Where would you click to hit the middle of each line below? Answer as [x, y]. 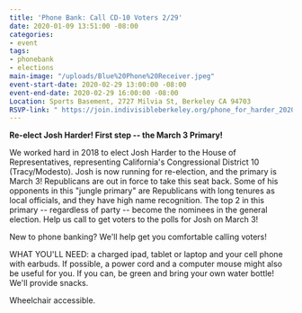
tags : [19, 51]
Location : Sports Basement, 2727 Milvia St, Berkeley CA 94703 [130, 101]
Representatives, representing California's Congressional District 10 [134, 162]
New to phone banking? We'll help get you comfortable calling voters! [138, 237]
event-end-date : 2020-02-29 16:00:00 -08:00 [94, 93]
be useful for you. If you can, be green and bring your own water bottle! [142, 273]
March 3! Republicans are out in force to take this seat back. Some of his [144, 182]
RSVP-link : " [34, 110]
